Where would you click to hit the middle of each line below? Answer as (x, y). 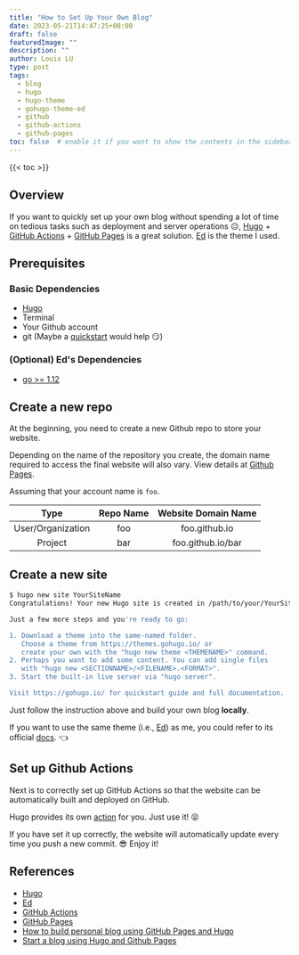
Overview (37, 196)
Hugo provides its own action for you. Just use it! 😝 (105, 817)
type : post (29, 68)
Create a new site (59, 574)
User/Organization (52, 528)
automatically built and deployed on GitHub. (90, 799)
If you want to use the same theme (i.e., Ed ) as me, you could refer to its (141, 727)
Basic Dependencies (55, 289)
